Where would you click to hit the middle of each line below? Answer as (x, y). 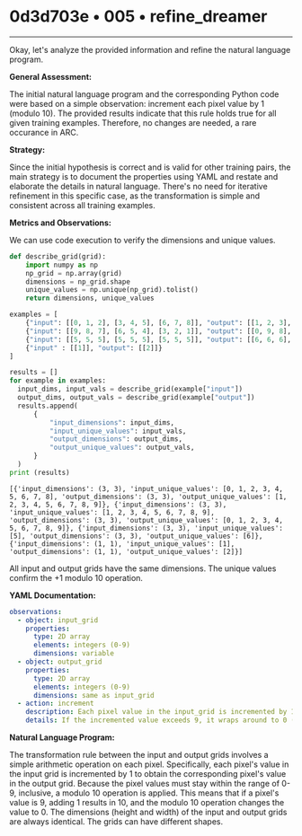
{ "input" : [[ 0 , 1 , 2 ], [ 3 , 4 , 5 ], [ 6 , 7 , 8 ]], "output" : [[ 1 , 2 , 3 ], (159, 323)
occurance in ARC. (44, 132)
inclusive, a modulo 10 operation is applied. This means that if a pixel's (149, 793)
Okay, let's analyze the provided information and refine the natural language (150, 49)
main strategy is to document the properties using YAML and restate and (144, 176)
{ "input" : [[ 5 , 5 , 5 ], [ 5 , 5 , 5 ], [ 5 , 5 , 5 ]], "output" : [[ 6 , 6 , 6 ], (159, 339)
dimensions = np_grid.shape (78, 282)
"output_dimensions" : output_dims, (115, 439)
